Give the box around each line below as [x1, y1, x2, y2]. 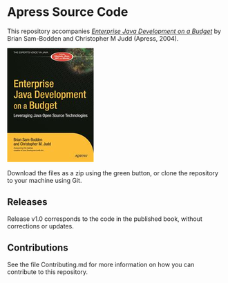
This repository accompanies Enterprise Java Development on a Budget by [7, 27, 221, 35]
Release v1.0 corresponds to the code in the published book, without [7, 215, 202, 223]
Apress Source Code [7, 4, 129, 20]
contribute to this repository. [7, 267, 88, 276]
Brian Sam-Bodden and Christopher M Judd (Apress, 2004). [7, 34, 179, 42]
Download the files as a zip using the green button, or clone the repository [7, 168, 219, 177]
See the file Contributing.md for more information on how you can [7, 260, 195, 269]
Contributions [7, 242, 68, 254]
